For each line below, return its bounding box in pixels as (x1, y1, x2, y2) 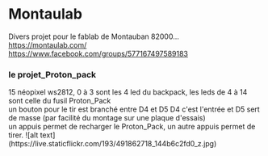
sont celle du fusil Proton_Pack (8, 96, 111, 106)
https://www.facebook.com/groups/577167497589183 (8, 48, 188, 58)
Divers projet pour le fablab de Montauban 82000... (8, 32, 180, 41)
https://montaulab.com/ (8, 40, 87, 49)
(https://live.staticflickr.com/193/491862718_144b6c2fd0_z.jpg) (8, 139, 217, 149)
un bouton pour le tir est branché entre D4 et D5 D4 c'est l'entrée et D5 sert (8, 104, 260, 114)
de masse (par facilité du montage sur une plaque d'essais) (8, 113, 206, 123)
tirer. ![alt (8, 130, 39, 140)
